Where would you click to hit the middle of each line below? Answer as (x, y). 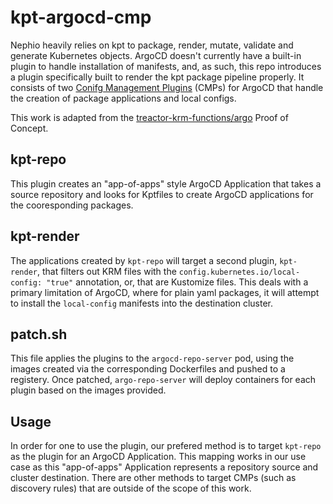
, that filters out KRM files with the (106, 271)
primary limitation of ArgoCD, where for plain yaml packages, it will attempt (165, 292)
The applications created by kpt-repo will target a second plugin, (144, 260)
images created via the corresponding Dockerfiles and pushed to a (148, 369)
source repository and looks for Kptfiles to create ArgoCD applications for (162, 194)
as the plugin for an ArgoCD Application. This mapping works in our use (158, 457)
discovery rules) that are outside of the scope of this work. (131, 488)
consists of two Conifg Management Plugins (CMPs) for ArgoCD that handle (167, 87)
